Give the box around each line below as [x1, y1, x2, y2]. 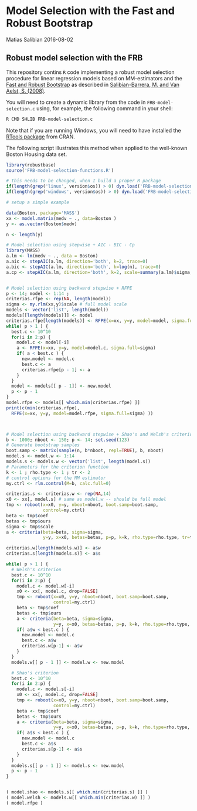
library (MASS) [6, 247, 41, 253]
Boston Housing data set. [6, 151, 67, 158]
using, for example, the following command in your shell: [36, 104, 173, 112]
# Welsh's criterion [11, 566, 62, 572]
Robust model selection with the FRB [6, 53, 143, 63]
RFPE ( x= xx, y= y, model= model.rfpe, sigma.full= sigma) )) [11, 410, 154, 416]
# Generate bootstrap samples [6, 442, 80, 448]
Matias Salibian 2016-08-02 [6, 36, 73, 43]
